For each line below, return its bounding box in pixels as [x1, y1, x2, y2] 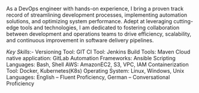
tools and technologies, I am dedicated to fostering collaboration [20, 24, 180, 31]
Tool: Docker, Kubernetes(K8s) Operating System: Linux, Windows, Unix [6, 67, 185, 74]
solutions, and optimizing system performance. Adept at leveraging [6, 18, 173, 24]
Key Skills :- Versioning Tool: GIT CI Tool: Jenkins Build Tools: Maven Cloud [6, 48, 191, 55]
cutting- [173, 18, 194, 24]
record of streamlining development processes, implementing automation [6, 11, 188, 18]
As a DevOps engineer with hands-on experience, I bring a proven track [6, 5, 184, 12]
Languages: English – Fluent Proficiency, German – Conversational [6, 74, 170, 80]
